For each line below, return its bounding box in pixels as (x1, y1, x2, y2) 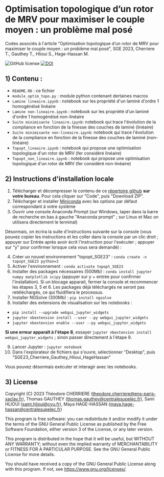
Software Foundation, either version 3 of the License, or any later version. (5, 427, 154, 432)
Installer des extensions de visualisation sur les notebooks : (12, 300, 132, 305)
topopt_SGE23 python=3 (12, 259, 59, 264)
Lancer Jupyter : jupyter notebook (12, 344, 82, 350)
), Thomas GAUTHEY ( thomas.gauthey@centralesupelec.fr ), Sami (22, 396, 155, 402)
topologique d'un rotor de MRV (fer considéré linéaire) (12, 150, 122, 156)
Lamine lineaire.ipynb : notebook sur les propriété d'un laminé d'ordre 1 (12, 98, 159, 104)
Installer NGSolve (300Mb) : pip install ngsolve (12, 294, 112, 300)
